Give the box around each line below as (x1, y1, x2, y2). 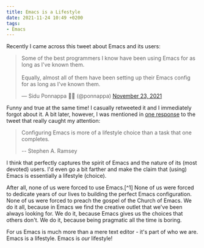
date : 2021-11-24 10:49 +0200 (6, 15, 84, 21)
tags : (6, 20, 20, 26)
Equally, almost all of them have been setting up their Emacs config (21, 74, 191, 81)
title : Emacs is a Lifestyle (6, 9, 81, 15)
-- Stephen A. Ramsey (21, 147, 78, 155)
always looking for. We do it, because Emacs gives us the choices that (6, 210, 183, 217)
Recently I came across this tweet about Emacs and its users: (6, 43, 161, 50)
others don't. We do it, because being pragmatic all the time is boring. (6, 216, 182, 224)
